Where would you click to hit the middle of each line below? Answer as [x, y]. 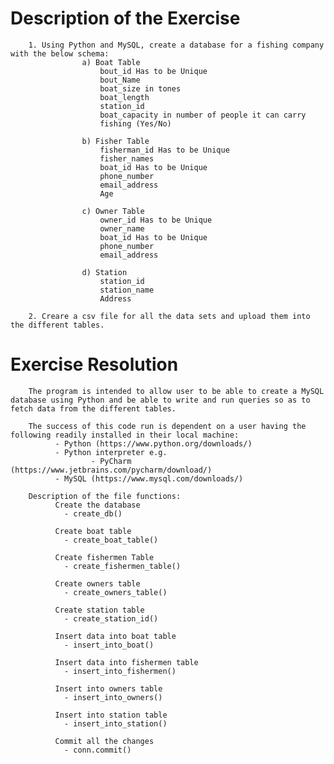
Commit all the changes [104, 741]
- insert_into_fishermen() [120, 671]
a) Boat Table [111, 62]
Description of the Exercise [125, 18]
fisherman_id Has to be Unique [164, 150]
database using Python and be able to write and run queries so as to [160, 400]
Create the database [97, 505]
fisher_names [127, 158]
